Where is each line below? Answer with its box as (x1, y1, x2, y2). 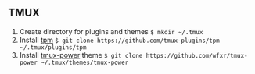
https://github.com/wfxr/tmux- (145, 51, 248, 59)
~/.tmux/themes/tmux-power (40, 58, 129, 66)
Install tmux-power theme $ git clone (19, 50, 143, 59)
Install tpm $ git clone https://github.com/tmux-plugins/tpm (19, 35, 221, 44)
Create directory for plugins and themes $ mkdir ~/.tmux (19, 26, 203, 36)
